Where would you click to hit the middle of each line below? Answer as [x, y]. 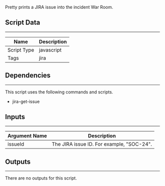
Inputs [15, 117]
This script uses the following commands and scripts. [59, 92]
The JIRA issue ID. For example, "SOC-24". [102, 144]
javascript [50, 50]
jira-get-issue [26, 101]
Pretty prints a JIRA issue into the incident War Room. [59, 7]
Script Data [23, 22]
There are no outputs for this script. [41, 178]
